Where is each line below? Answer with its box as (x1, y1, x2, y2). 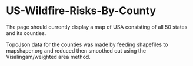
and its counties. (6, 29, 46, 36)
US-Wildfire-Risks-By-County (6, 4, 157, 18)
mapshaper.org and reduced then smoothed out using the (6, 47, 146, 54)
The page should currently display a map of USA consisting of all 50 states (6, 23, 188, 30)
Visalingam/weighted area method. (6, 53, 91, 60)
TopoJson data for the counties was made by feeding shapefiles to (6, 41, 168, 48)
